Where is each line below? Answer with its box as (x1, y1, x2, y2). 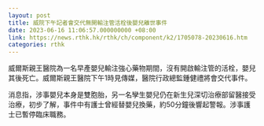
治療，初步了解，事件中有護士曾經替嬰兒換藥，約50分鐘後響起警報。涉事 (8, 100, 244, 109)
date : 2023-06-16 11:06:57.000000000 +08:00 (8, 26, 156, 34)
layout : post (8, 11, 51, 20)
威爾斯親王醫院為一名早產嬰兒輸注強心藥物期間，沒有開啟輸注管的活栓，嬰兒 (8, 64, 256, 73)
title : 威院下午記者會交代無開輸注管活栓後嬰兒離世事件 (8, 19, 167, 27)
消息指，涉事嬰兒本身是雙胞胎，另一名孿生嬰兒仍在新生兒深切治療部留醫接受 (8, 90, 256, 99)
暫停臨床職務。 (21, 109, 71, 119)
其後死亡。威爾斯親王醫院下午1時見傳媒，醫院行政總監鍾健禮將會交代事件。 (8, 73, 252, 83)
